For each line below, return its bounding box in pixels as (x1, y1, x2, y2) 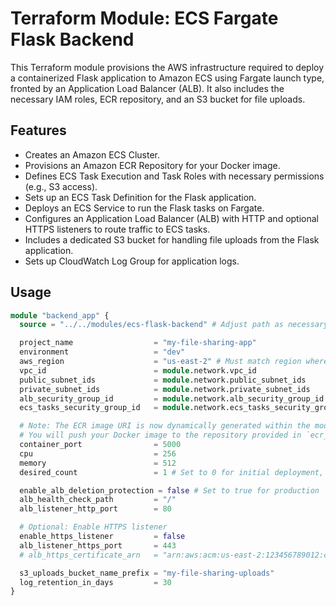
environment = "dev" (19, 347, 186, 357)
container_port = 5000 (19, 440, 182, 450)
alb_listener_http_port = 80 (19, 504, 172, 514)
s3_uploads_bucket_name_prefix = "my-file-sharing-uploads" (19, 568, 275, 578)
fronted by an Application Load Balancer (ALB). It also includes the (10, 82, 285, 94)
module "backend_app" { (10, 310, 110, 321)
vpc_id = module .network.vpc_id (19, 365, 257, 376)
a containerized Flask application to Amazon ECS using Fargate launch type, (10, 72, 325, 84)
